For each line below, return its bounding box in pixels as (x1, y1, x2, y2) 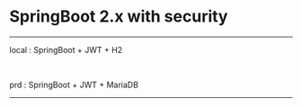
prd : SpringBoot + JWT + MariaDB (9, 79, 139, 90)
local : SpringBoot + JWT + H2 (9, 44, 123, 55)
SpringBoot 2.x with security (9, 6, 228, 27)
